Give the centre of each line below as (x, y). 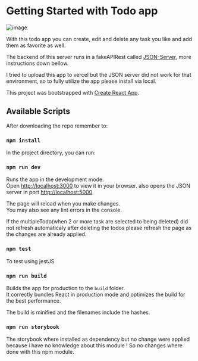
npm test (19, 249)
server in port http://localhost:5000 (49, 192)
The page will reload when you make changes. (63, 204)
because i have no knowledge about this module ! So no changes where (95, 346)
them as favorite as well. (36, 45)
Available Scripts (38, 111)
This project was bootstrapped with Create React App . (73, 92)
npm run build (26, 276)
